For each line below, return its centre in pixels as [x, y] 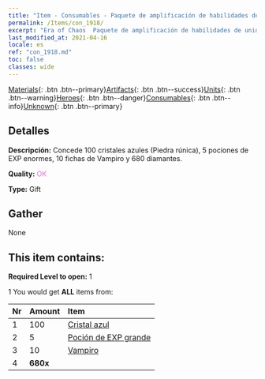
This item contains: [56, 257]
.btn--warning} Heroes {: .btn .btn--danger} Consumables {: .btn [109, 98]
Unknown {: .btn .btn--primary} [73, 106]
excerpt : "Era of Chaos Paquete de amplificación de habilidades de [125, 30]
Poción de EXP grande [109, 338]
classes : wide [32, 67]
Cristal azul [88, 325]
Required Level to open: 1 [50, 276]
